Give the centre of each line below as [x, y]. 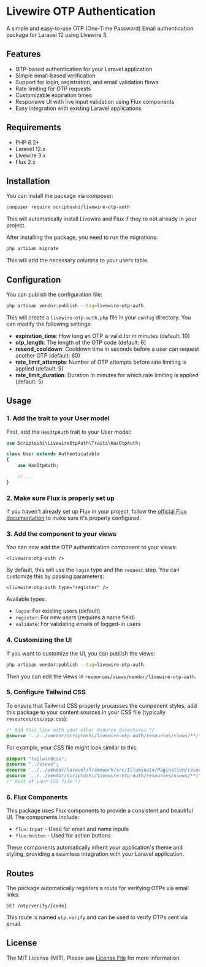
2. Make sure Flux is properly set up [61, 498]
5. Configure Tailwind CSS [46, 692]
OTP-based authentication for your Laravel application [84, 69]
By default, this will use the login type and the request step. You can [93, 570]
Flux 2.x [25, 162]
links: [13, 895]
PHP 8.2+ [27, 142]
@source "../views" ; [33, 764]
